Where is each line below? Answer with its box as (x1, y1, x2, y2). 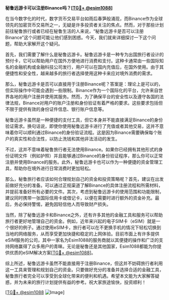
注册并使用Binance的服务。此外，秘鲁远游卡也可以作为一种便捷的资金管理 (5, 159, 159, 165)
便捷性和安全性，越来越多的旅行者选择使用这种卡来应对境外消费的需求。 (5, 70, 155, 76)
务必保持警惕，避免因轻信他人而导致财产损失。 (14, 201, 111, 207)
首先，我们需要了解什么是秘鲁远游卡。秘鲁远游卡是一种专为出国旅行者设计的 (5, 51, 164, 57)
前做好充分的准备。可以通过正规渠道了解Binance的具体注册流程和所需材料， (5, 182, 163, 188)
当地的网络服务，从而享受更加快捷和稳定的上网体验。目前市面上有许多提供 (5, 231, 159, 237)
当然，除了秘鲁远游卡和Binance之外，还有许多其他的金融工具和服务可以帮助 (5, 212, 163, 218)
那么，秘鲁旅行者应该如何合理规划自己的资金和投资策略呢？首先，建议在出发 (5, 176, 164, 182)
